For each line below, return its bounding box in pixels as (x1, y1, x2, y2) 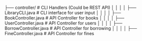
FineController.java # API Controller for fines (4, 31, 94, 36)
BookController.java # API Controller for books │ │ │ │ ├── (4, 15, 124, 20)
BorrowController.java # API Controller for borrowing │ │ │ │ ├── (4, 25, 137, 31)
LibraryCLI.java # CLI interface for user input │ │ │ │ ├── (4, 10, 121, 16)
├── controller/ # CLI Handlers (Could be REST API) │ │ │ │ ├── (4, 5, 137, 10)
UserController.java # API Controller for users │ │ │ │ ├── (4, 20, 123, 26)
